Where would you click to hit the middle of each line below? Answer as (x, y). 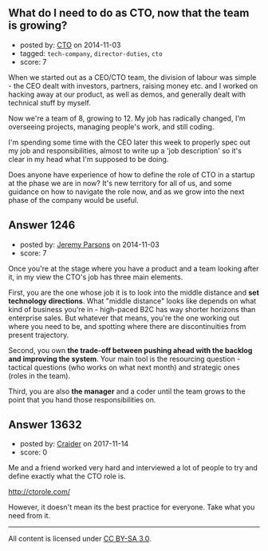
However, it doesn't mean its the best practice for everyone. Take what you (132, 507)
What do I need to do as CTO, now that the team (129, 13)
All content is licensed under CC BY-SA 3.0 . (80, 539)
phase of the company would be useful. (73, 200)
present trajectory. (39, 335)
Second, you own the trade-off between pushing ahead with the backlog (130, 350)
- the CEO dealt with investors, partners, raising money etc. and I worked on (133, 85)
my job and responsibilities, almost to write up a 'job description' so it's (125, 150)
